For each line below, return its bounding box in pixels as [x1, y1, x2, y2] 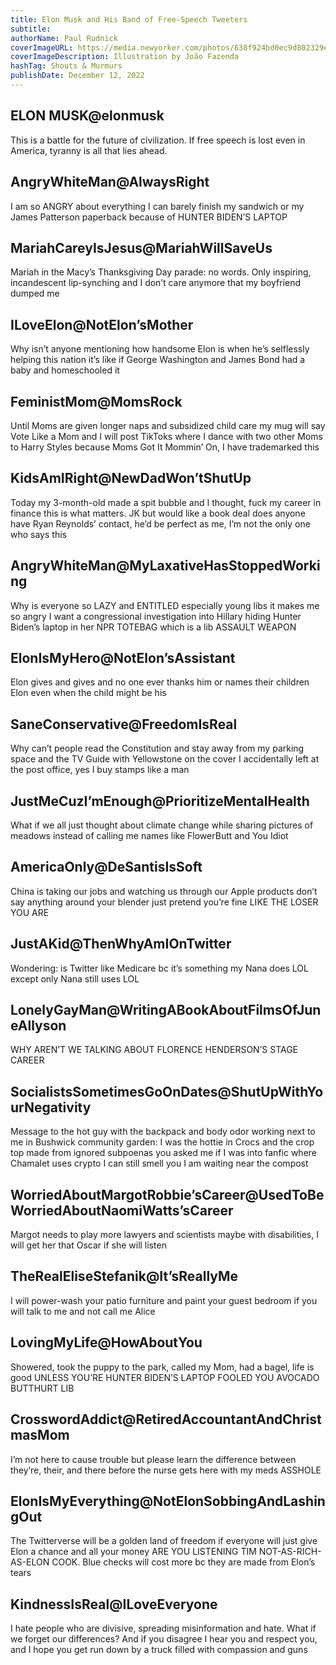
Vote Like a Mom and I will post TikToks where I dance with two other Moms [10, 430, 323, 442]
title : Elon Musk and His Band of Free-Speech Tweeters [10, 14, 248, 25]
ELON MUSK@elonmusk [10, 107, 165, 125]
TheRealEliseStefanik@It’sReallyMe [10, 1268, 239, 1285]
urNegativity [10, 1099, 92, 1116]
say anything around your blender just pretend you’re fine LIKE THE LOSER [10, 896, 319, 908]
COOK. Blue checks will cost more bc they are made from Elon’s [51, 1556, 316, 1568]
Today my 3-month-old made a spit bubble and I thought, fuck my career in [10, 496, 322, 508]
